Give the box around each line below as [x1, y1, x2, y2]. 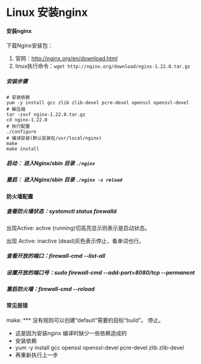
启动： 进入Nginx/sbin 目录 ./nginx [6, 159, 96, 166]
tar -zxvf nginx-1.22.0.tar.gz [6, 112, 86, 118]
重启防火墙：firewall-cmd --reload [6, 285, 95, 293]
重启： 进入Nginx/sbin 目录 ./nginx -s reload [6, 176, 123, 184]
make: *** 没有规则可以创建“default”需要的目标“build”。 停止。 [6, 316, 164, 324]
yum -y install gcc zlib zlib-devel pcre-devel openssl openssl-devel [6, 100, 189, 106]
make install [6, 146, 40, 152]
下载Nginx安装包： [6, 42, 54, 49]
